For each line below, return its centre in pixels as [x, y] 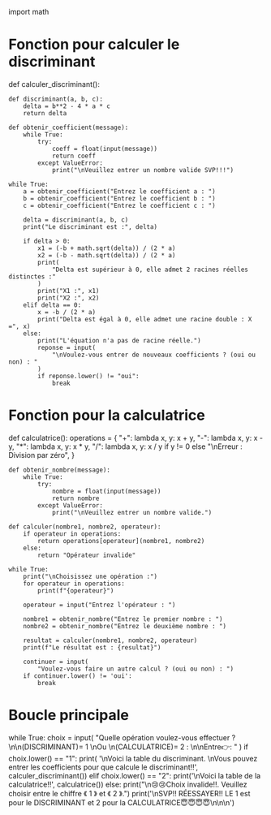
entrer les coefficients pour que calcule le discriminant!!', [103, 767]
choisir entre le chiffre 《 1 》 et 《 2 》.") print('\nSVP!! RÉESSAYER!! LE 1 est [129, 793]
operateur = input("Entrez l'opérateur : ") [99, 605]
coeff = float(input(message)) [105, 149]
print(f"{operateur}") [76, 591]
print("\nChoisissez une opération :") [90, 576]
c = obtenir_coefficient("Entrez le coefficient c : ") [120, 205]
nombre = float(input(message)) [106, 491]
